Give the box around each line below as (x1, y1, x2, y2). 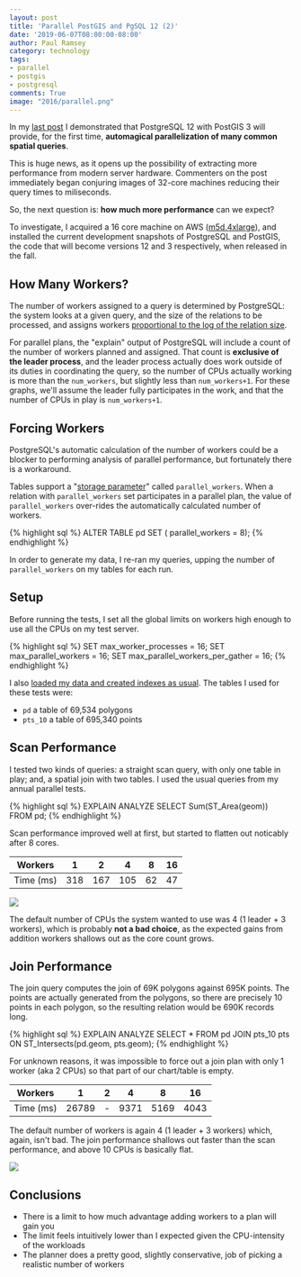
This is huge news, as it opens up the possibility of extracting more (9, 158, 258, 169)
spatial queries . (9, 140, 69, 151)
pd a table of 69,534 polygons (22, 704, 133, 715)
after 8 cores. (9, 837, 59, 847)
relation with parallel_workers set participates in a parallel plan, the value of (9, 491, 292, 501)
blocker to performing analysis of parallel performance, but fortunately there (9, 454, 292, 465)
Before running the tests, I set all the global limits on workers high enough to (9, 613, 292, 624)
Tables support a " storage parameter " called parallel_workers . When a (9, 481, 274, 492)
